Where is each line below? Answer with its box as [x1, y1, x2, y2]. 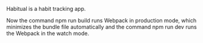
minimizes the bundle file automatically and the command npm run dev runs [6, 24, 197, 30]
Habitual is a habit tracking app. [6, 5, 87, 12]
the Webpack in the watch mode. [6, 30, 90, 37]
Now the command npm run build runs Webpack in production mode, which [6, 17, 197, 24]
